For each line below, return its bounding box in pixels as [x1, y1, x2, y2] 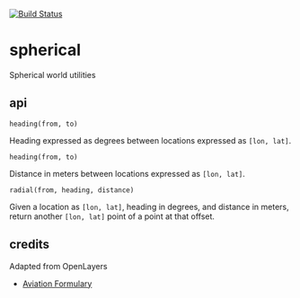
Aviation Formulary [22, 278, 93, 289]
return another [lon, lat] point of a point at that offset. [9, 211, 216, 222]
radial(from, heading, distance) [9, 185, 135, 195]
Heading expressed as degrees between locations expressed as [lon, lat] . [9, 135, 292, 145]
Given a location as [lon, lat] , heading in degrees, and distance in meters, [9, 201, 289, 212]
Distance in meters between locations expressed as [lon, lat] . [9, 168, 245, 179]
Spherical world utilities [9, 69, 96, 80]
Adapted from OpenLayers [9, 260, 108, 271]
